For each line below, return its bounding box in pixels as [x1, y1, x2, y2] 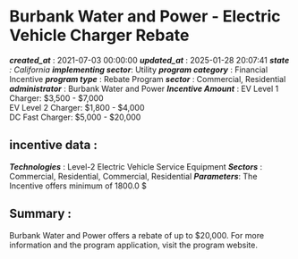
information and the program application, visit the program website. [9, 239, 258, 250]
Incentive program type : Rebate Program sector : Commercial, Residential [9, 73, 286, 84]
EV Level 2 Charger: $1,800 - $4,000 [9, 102, 145, 113]
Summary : [9, 206, 72, 221]
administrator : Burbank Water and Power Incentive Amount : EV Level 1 [9, 83, 279, 94]
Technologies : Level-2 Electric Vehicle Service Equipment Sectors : [9, 161, 262, 171]
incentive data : [9, 138, 98, 153]
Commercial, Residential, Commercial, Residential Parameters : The [9, 171, 258, 181]
